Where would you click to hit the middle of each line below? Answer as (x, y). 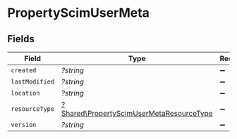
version (24, 125)
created (24, 71)
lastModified (33, 82)
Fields (21, 39)
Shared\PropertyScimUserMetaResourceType (137, 113)
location (25, 93)
